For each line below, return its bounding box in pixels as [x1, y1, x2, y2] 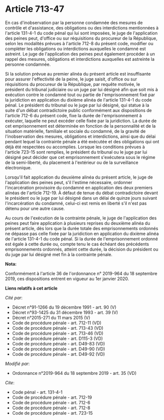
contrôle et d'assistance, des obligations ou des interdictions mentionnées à [5, 25, 159, 30]
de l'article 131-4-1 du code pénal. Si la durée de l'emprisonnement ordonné [5, 236, 158, 241]
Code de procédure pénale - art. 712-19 [12, 394, 92, 400]
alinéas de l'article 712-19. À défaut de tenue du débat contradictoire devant [5, 190, 158, 196]
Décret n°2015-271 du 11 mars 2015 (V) [12, 315, 91, 320]
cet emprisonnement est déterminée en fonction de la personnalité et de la [5, 123, 156, 129]
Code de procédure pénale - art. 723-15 [12, 410, 93, 416]
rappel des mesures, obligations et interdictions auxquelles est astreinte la [5, 56, 155, 62]
